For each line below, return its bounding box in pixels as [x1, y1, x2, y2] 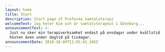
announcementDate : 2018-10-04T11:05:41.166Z [5, 40, 98, 45]
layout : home [5, 7, 32, 12]
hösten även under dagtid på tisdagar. [9, 35, 92, 40]
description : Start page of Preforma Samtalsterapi [5, 16, 114, 21]
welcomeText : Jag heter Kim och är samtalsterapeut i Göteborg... [5, 21, 145, 26]
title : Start [5, 12, 32, 17]
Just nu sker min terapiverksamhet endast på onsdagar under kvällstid [9, 30, 161, 35]
